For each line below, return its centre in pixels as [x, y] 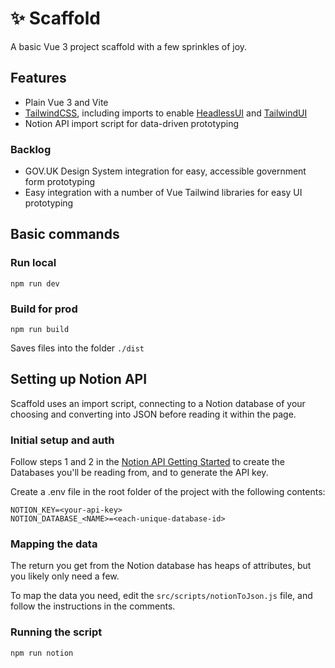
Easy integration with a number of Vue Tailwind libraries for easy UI [163, 193]
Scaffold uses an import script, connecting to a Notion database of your [158, 403]
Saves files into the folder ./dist [77, 348]
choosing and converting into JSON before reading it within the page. [153, 414]
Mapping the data [54, 544]
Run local [33, 263]
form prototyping [60, 182]
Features [38, 78]
